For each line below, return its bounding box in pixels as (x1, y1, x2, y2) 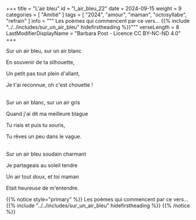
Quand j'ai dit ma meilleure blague (6, 111, 88, 117)
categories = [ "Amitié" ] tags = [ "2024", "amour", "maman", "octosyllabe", (6, 11, 187, 18)
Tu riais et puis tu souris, (6, 122, 66, 128)
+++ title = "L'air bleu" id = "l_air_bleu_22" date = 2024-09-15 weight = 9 (6, 5, 182, 12)
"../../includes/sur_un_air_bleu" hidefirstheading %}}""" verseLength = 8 (6, 23, 180, 30)
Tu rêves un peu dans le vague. (6, 133, 82, 140)
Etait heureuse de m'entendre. (6, 184, 79, 191)
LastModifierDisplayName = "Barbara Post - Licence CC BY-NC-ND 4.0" (6, 30, 181, 37)
